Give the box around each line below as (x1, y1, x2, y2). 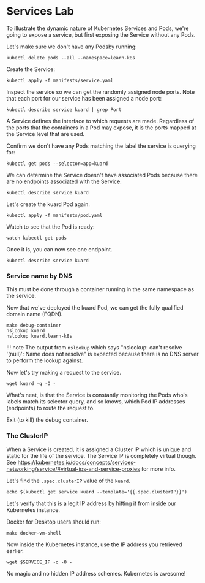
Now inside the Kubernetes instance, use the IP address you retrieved (6, 541, 182, 548)
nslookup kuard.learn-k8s (6, 333, 72, 340)
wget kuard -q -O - (6, 381, 56, 387)
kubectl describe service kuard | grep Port (6, 106, 122, 113)
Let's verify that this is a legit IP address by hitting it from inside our (6, 500, 176, 507)
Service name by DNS (6, 272, 72, 280)
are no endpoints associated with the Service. (6, 178, 122, 185)
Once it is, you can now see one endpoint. (6, 245, 113, 253)
